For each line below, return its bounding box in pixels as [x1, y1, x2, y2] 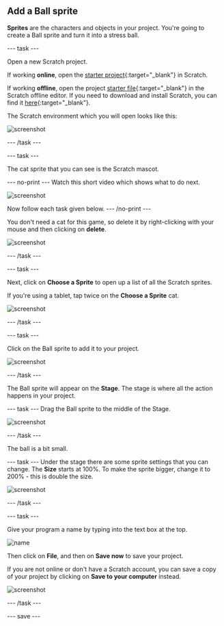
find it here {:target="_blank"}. [7, 99, 91, 107]
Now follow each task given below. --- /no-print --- [7, 205, 152, 213]
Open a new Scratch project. [7, 57, 87, 66]
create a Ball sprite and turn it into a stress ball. [7, 31, 140, 39]
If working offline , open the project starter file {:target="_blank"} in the [7, 83, 205, 92]
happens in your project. [7, 391, 76, 400]
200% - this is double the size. [7, 472, 94, 480]
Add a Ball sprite [7, 5, 79, 17]
